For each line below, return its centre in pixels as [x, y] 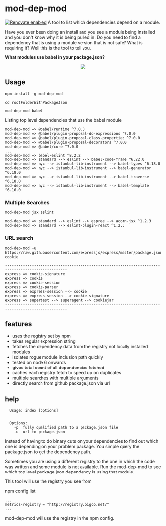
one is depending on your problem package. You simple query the [72, 446]
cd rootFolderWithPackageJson [36, 102]
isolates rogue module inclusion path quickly [58, 357]
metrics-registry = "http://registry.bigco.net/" [57, 504]
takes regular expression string [44, 341]
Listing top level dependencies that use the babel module [63, 120]
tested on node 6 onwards [39, 363]
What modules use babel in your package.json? [55, 57]
